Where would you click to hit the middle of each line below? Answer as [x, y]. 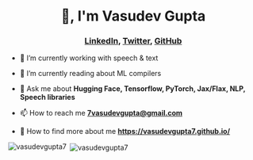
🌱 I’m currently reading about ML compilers [90, 74]
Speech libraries [47, 97]
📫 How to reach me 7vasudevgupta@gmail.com [101, 113]
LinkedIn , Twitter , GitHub [133, 41]
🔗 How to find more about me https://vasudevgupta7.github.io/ [125, 131]
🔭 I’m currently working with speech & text [89, 58]
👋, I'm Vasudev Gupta [133, 16]
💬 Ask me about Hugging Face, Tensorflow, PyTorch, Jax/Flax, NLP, [132, 89]
